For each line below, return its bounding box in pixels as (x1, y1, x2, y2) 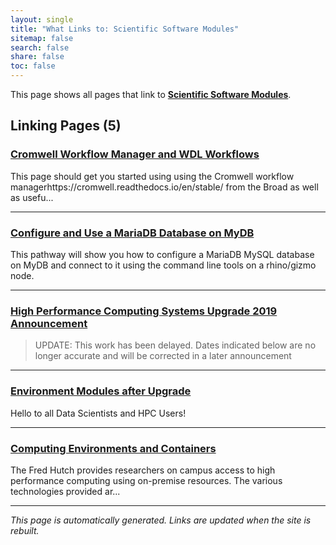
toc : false (10, 61, 56, 71)
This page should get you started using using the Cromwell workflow (10, 170, 295, 182)
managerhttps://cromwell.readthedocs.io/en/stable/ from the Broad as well (10, 181, 319, 193)
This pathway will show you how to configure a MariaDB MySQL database (10, 248, 315, 260)
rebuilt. (10, 524, 40, 536)
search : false (10, 42, 70, 53)
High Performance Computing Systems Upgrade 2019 (10, 304, 278, 318)
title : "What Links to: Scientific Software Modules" (10, 24, 240, 34)
